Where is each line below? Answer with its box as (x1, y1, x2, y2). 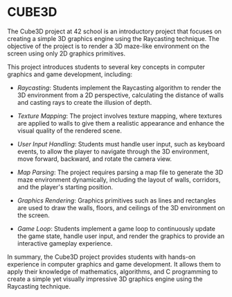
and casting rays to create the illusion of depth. (17, 98, 152, 106)
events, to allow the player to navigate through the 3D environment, (17, 147, 210, 155)
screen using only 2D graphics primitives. (7, 49, 126, 58)
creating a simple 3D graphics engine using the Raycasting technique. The (7, 34, 220, 42)
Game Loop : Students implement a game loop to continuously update (17, 224, 216, 232)
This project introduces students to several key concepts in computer (7, 62, 206, 71)
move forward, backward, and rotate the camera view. (17, 154, 172, 163)
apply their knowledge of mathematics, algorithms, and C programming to (7, 267, 218, 275)
